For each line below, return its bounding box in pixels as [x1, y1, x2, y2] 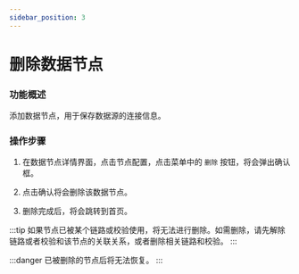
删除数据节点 [9, 54, 104, 74]
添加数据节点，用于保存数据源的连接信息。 [9, 111, 166, 121]
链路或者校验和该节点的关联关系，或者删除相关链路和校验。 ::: [9, 236, 238, 246]
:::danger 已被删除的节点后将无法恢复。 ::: [9, 255, 163, 266]
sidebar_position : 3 [9, 12, 87, 22]
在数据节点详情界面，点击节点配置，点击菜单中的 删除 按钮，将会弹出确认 [21, 157, 291, 168]
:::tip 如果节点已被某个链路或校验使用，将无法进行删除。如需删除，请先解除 [9, 225, 286, 236]
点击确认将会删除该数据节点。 [21, 187, 132, 197]
